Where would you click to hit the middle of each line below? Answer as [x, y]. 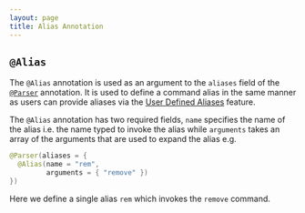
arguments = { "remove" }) [97, 173]
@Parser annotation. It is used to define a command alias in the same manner [153, 93]
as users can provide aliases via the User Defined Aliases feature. [133, 102]
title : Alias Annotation [56, 26]
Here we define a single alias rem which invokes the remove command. [140, 198]
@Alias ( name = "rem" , [59, 165]
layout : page [34, 18]
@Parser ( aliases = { [49, 156]
